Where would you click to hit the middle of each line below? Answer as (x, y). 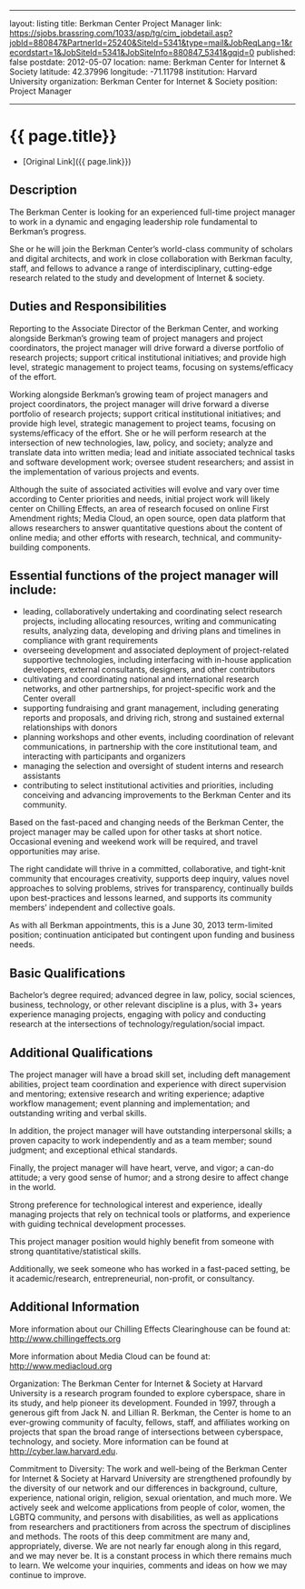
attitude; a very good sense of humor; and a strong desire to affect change (149, 1177)
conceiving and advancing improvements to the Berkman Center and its (157, 795)
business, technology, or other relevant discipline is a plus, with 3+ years (146, 1004)
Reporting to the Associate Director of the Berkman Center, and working (144, 328)
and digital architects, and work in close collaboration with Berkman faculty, (151, 258)
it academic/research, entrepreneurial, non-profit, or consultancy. (132, 1279)
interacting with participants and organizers (104, 756)
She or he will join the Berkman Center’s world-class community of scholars (151, 249)
